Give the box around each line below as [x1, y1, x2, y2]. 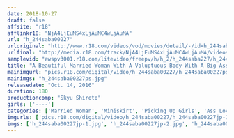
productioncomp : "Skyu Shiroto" [7, 95, 101, 102]
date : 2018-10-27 [7, 10, 58, 17]
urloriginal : [7, 43, 45, 49]
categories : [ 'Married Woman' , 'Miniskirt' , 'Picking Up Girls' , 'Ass [7, 107, 217, 114]
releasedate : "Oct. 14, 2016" [7, 82, 95, 89]
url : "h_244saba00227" [7, 36, 73, 43]
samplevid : [7, 56, 39, 63]
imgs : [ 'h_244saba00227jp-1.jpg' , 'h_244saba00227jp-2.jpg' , [7, 120, 189, 128]
